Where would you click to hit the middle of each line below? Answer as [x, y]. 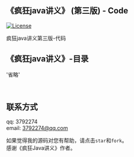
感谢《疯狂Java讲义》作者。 [41, 148]
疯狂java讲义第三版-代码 [36, 38]
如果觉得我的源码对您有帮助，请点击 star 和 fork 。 [67, 141]
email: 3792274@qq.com [37, 128]
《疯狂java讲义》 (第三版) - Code [67, 11]
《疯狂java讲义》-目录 [47, 59]
